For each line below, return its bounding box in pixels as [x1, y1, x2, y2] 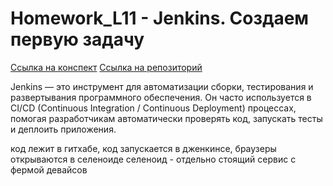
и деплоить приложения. [10, 123, 117, 135]
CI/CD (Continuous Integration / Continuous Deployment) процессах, [10, 102, 297, 114]
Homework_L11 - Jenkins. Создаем [10, 7, 310, 30]
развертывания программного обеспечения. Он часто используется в [10, 91, 312, 103]
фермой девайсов [10, 163, 88, 176]
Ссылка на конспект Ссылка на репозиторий [10, 61, 203, 73]
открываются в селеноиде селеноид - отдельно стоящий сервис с [10, 153, 297, 165]
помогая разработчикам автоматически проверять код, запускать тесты [10, 112, 323, 124]
